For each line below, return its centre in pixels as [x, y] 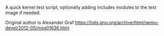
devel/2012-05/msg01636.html [37, 28]
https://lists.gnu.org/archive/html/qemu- [117, 23]
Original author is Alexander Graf [40, 23]
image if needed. [23, 13]
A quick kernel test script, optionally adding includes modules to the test [81, 7]
